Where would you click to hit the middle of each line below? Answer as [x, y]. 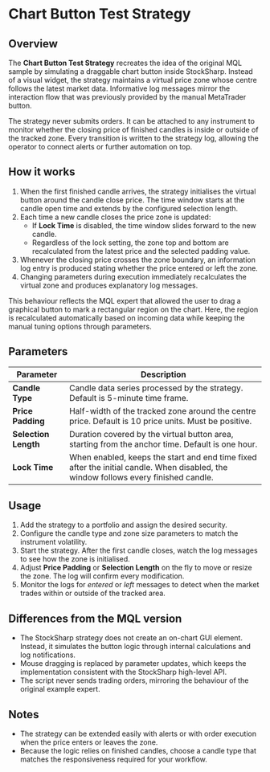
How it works [42, 172]
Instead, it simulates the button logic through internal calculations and [135, 647]
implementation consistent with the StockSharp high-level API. [123, 672]
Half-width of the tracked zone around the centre [163, 411]
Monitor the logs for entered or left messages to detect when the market [139, 585]
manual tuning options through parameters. [80, 326]
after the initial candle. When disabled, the [149, 467]
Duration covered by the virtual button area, [151, 434]
